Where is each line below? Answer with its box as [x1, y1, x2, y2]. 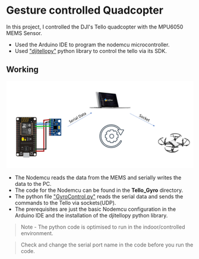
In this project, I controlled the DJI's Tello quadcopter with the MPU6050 [6, 23, 184, 30]
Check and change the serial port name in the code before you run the [20, 241, 194, 248]
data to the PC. [14, 181, 52, 188]
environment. [20, 230, 53, 237]
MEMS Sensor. [6, 29, 43, 36]
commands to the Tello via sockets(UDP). [14, 200, 116, 207]
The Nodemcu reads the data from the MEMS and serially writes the [14, 174, 182, 181]
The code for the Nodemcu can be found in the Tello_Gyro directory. [14, 187, 183, 194]
